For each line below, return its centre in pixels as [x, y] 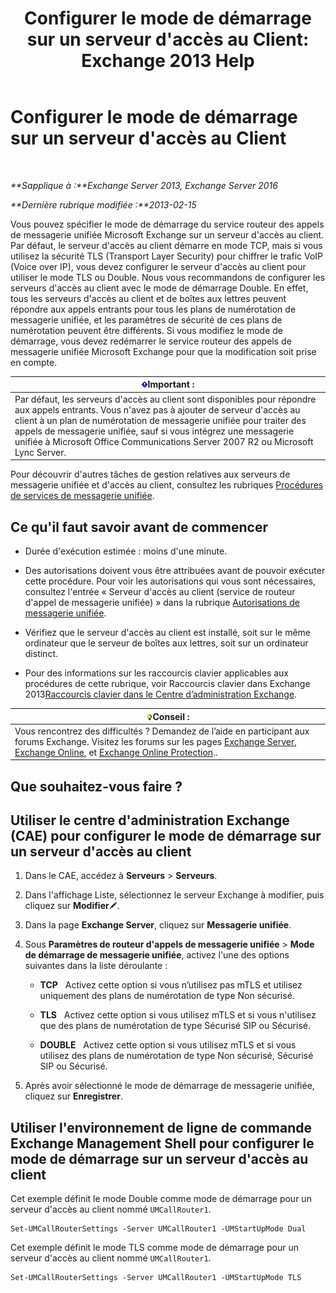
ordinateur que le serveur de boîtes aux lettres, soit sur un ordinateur [166, 643]
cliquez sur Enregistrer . [73, 1096]
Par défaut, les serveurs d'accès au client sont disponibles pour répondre [165, 399]
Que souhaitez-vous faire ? [96, 786]
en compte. [34, 362]
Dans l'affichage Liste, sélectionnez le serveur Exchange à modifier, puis [174, 895]
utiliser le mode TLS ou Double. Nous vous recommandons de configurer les [168, 277]
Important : [171, 384]
